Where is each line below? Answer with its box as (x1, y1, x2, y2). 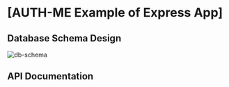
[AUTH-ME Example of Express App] (7, 5, 223, 21)
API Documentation (7, 70, 94, 82)
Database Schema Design (7, 32, 122, 44)
